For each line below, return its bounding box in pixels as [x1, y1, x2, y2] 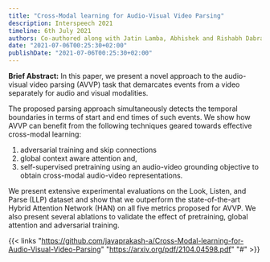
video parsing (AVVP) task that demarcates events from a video [29, 80, 240, 89]
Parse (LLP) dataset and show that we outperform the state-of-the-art [8, 194, 241, 204]
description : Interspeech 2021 [8, 19, 113, 27]
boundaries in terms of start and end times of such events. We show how [8, 113, 251, 121]
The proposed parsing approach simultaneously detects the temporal [8, 104, 239, 113]
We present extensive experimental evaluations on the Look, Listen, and [8, 186, 247, 195]
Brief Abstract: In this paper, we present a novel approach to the [8, 72, 223, 80]
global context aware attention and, [19, 154, 138, 163]
